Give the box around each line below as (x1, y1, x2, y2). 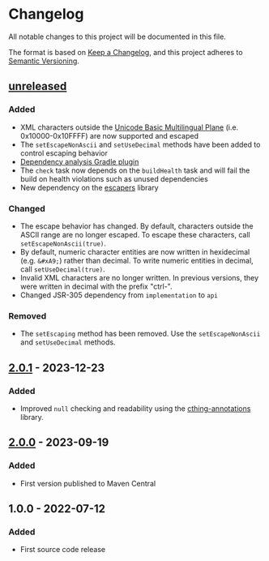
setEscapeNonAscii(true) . (19, 238, 107, 248)
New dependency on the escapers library (19, 182, 160, 192)
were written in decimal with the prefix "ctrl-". (19, 281, 173, 291)
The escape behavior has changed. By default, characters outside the (19, 221, 254, 231)
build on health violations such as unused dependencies (19, 173, 208, 183)
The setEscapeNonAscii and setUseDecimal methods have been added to (19, 139, 261, 149)
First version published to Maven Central (19, 478, 156, 488)
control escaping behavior (19, 148, 108, 158)
